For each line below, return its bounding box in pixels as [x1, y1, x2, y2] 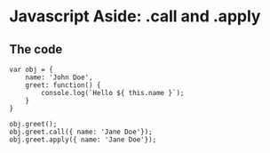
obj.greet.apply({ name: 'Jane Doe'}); [9, 135, 157, 144]
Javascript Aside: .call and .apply [9, 6, 261, 27]
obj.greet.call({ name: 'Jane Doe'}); [9, 127, 153, 136]
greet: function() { [25, 81, 101, 90]
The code [9, 42, 63, 57]
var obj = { [9, 65, 53, 74]
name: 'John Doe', [25, 73, 93, 82]
